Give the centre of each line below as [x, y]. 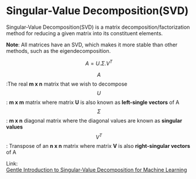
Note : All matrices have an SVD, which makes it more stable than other [92, 45]
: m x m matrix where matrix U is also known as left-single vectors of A [93, 102]
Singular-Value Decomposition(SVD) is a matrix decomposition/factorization [98, 27]
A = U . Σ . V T [99, 63]
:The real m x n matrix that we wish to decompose [67, 84]
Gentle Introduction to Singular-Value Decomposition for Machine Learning [97, 170]
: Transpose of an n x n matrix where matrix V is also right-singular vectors [98, 146]
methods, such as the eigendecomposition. [59, 50]
